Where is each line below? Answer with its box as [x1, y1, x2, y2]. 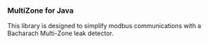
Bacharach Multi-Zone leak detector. [7, 29, 114, 37]
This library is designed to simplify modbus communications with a [7, 22, 202, 30]
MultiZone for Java [7, 6, 74, 16]
